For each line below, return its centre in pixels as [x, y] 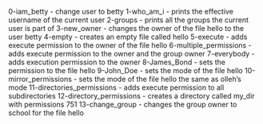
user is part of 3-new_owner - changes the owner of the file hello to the [126, 28]
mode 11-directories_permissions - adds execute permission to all [116, 87]
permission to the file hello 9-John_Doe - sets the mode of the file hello [126, 70]
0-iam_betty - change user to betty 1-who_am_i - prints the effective [121, 12]
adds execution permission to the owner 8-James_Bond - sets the [117, 62]
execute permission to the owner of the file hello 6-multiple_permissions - [130, 45]
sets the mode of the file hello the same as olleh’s [160, 79]
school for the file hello [46, 113]
